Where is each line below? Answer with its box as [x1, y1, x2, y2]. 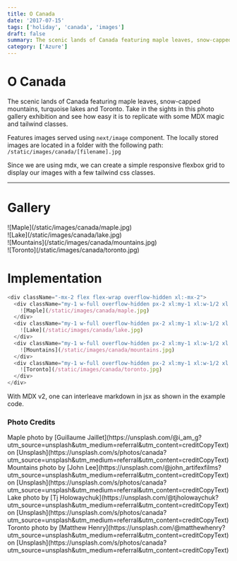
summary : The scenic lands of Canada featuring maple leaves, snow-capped [7, 37, 232, 44]
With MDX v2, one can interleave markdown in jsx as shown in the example [7, 392, 226, 400]
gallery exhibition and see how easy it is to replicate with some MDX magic [7, 112, 224, 120]
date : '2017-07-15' [7, 17, 65, 24]
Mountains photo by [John [7, 463, 85, 472]
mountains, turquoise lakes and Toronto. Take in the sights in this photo [7, 104, 214, 113]
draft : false [7, 30, 46, 37]
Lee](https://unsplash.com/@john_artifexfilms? [85, 463, 222, 472]
